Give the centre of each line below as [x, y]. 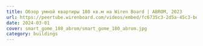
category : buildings [32, 34]
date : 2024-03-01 [28, 23]
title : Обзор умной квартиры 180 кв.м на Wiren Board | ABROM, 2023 [94, 12]
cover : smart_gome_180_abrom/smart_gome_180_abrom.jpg [77, 28]
